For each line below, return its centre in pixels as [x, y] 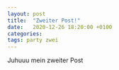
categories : [25, 34]
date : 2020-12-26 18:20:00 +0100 [60, 27]
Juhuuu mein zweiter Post [45, 60]
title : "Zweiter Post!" [44, 21]
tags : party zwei [33, 40]
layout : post [27, 14]
